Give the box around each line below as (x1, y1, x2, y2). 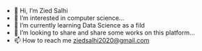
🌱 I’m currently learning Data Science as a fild (13, 21, 145, 29)
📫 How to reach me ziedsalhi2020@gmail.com (13, 37, 150, 44)
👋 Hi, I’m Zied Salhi (13, 7, 68, 14)
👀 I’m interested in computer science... (13, 14, 125, 22)
